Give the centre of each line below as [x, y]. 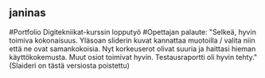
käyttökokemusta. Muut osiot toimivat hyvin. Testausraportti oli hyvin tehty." [133, 57]
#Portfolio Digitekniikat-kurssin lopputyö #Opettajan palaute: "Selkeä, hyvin [133, 32]
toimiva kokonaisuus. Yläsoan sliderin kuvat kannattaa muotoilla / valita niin [132, 40]
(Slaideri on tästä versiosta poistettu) [70, 65]
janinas [27, 13]
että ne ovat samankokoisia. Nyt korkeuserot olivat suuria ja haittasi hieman [132, 48]
